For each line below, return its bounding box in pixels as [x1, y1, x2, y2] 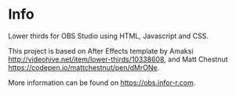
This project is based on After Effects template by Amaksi [8, 46, 194, 55]
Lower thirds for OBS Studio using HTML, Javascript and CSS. [8, 31, 209, 40]
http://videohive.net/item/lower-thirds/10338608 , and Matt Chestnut [8, 55, 229, 64]
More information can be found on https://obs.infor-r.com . [8, 78, 196, 87]
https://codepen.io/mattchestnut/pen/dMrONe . [8, 62, 160, 72]
